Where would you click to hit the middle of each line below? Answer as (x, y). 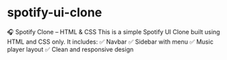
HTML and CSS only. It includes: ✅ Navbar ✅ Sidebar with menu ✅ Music (110, 42)
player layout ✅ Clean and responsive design (70, 49)
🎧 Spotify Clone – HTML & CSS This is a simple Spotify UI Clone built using (113, 31)
